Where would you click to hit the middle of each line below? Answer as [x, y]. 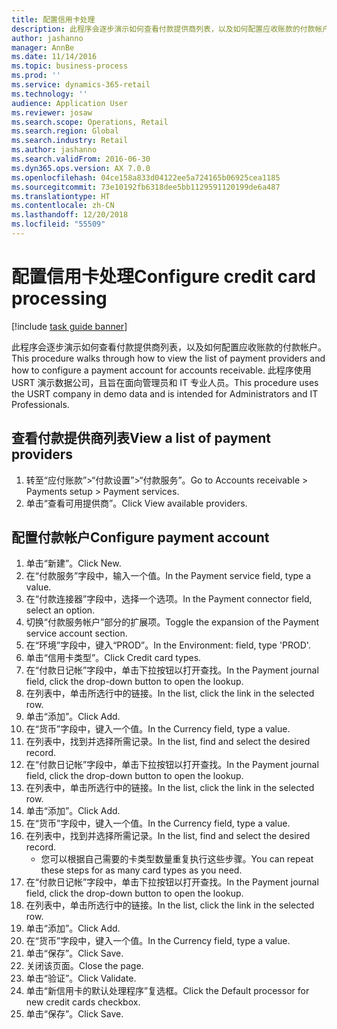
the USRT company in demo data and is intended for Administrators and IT [165, 393]
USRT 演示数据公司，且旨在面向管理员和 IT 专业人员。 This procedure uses [165, 382]
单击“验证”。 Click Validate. [81, 978]
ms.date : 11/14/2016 [54, 57]
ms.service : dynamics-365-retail [81, 85]
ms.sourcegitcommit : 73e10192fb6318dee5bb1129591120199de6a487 [146, 187]
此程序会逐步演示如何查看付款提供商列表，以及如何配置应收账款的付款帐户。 [169, 347]
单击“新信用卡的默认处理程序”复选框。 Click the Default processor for [167, 991]
